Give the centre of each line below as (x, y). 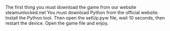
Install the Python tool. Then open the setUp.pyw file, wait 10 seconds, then (85, 18)
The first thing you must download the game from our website (71, 7)
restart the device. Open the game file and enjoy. (57, 23)
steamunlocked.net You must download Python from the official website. (82, 12)
